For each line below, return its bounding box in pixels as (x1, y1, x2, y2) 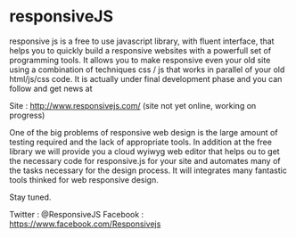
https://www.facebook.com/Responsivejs (9, 218, 161, 229)
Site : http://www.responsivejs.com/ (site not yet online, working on (9, 100, 257, 111)
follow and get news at (9, 83, 93, 94)
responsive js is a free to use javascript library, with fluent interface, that (9, 36, 275, 46)
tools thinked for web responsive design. (9, 174, 159, 185)
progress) (9, 110, 45, 120)
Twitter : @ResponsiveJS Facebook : (9, 209, 144, 219)
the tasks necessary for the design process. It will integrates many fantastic (9, 165, 287, 176)
